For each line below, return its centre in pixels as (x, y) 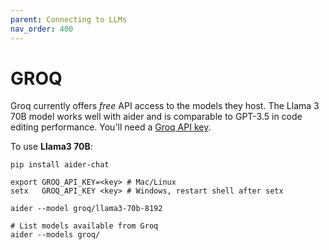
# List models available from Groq (84, 226)
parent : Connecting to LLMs (69, 19)
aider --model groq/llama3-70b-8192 (86, 209)
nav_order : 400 (42, 29)
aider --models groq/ (55, 235)
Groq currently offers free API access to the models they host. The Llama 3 (165, 106)
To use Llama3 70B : (51, 147)
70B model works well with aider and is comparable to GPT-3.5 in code (156, 117)
